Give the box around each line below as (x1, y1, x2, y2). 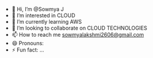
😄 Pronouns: (11, 40, 44, 47)
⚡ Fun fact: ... (11, 46, 44, 53)
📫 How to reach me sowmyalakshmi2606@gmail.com (11, 31, 144, 38)
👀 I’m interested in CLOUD (11, 12, 76, 19)
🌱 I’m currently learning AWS (11, 18, 82, 25)
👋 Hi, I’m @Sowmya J (11, 6, 64, 12)
